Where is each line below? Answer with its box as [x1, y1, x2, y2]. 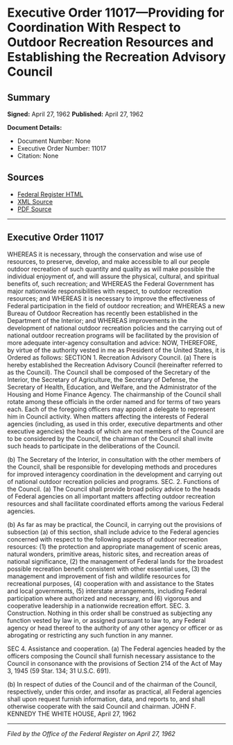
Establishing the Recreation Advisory [7, 49, 227, 65]
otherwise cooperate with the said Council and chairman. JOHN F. [7, 702, 196, 710]
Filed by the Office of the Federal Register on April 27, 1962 [7, 729, 175, 737]
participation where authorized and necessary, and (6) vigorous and [7, 594, 202, 602]
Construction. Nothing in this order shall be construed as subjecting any [7, 609, 213, 617]
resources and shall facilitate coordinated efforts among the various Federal [7, 499, 224, 508]
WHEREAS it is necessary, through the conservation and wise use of [7, 250, 202, 258]
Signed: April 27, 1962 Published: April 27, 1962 [7, 110, 144, 118]
